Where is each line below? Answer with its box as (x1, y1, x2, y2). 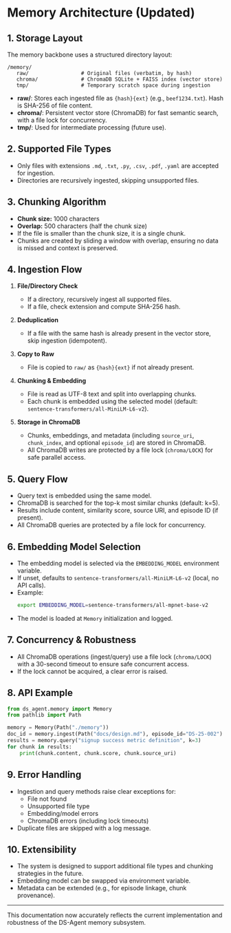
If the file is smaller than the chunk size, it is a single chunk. (16, 229, 186, 237)
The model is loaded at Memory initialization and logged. (16, 614, 173, 622)
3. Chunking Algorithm (7, 196, 107, 208)
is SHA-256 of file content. (16, 101, 93, 110)
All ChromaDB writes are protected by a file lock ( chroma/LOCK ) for (27, 446, 213, 454)
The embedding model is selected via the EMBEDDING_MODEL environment (16, 560, 220, 568)
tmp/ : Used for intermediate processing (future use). (16, 123, 166, 132)
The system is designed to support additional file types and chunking (16, 862, 213, 870)
